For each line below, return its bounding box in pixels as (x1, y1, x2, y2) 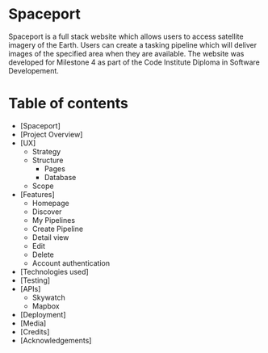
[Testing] (19, 275, 51, 285)
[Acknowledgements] (19, 335, 92, 345)
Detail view (31, 232, 69, 242)
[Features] (19, 189, 55, 199)
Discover (31, 207, 62, 216)
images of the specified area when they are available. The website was (8, 48, 245, 58)
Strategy (31, 146, 61, 156)
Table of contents (8, 95, 129, 113)
